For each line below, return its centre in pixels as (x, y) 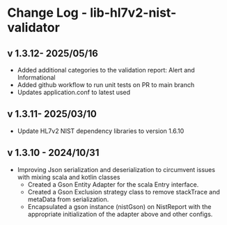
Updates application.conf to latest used (74, 92)
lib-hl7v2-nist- (133, 13)
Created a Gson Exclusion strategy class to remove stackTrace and (124, 192)
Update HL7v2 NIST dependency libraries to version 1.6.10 (101, 131)
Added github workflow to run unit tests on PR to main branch (106, 85)
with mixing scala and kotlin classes (69, 177)
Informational (36, 77)
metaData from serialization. (68, 199)
